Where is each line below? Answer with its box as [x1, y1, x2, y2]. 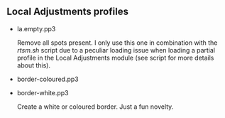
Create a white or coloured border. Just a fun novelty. [16, 102, 174, 111]
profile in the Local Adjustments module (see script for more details [16, 53, 214, 62]
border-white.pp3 [16, 88, 69, 97]
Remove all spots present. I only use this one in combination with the [16, 38, 218, 47]
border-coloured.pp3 [16, 75, 79, 83]
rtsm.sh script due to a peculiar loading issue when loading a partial [16, 45, 216, 54]
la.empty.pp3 [16, 24, 56, 33]
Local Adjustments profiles [6, 6, 129, 18]
